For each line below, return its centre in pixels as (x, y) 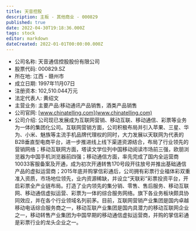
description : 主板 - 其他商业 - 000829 (52, 17)
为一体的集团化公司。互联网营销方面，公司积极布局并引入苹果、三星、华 (102, 127)
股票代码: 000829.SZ (40, 68)
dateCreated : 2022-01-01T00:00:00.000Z (55, 44)
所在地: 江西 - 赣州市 (39, 76)
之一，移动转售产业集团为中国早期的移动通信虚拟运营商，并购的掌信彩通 (102, 215)
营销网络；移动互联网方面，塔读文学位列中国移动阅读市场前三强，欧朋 (99, 149)
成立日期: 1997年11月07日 (45, 83)
